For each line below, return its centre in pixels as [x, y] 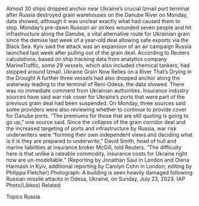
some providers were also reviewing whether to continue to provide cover [97, 110]
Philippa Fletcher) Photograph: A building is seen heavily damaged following [99, 172]
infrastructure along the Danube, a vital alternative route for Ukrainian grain [98, 34]
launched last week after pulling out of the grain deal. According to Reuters [98, 53]
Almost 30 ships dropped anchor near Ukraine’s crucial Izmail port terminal [98, 9]
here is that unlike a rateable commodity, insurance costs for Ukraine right [97, 153]
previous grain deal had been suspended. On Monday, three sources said [96, 103]
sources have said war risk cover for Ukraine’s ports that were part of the [96, 97]
